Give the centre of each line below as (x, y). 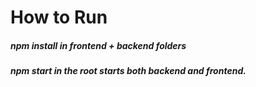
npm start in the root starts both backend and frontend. (128, 71)
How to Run (59, 17)
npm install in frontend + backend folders (98, 45)
